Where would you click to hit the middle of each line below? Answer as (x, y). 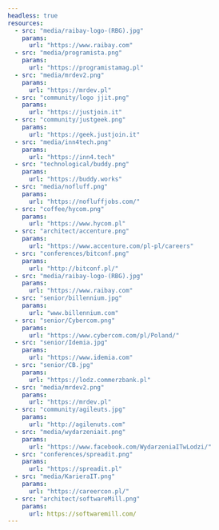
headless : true (33, 16)
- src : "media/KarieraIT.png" (65, 476)
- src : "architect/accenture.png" (72, 231)
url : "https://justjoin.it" (76, 113)
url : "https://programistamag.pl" (86, 68)
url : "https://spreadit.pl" (76, 469)
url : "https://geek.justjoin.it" (84, 134)
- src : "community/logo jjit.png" (72, 98)
